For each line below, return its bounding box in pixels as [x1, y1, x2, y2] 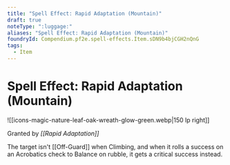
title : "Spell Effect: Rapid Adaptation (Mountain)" [7, 10, 162, 17]
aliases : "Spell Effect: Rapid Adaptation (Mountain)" [7, 29, 169, 37]
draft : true [7, 17, 41, 23]
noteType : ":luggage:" [7, 23, 73, 30]
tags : [7, 42, 23, 49]
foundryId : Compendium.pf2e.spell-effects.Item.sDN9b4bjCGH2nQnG [7, 36, 199, 43]
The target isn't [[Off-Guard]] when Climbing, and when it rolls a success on [7, 142, 224, 151]
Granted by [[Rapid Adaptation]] [7, 129, 99, 137]
